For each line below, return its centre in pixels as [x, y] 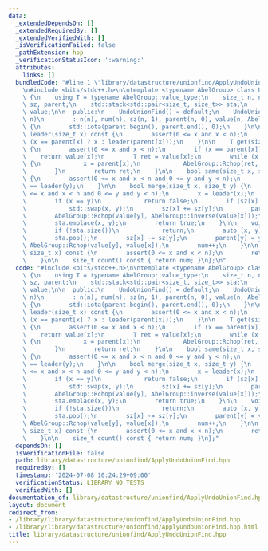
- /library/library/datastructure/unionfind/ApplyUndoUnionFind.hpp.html [134, 527]
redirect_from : [33, 512]
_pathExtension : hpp [49, 53]
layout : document [37, 505]
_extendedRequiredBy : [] [57, 30]
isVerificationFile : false [60, 453]
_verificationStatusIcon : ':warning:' [80, 61]
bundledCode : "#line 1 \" [59, 82]
